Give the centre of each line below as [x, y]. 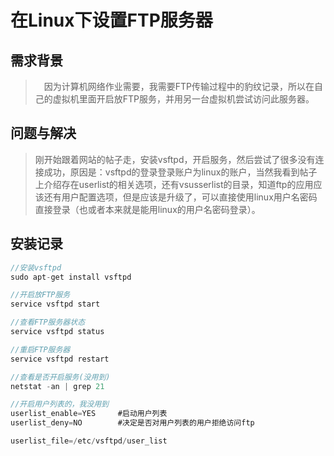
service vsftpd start [55, 304]
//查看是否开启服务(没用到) [60, 377]
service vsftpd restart [60, 359]
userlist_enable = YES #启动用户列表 [89, 414]
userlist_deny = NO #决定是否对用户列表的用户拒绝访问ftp [132, 423]
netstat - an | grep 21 [57, 386]
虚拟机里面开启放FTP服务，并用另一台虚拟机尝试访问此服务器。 [183, 99]
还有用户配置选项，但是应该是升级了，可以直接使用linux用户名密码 [180, 197]
